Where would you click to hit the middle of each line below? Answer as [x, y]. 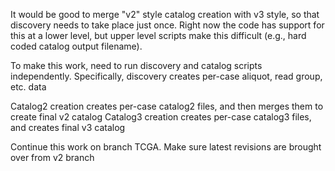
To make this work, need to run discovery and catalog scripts [136, 65]
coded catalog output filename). [76, 46]
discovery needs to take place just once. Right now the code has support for [167, 25]
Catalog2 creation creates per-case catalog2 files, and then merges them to [167, 106]
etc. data [28, 87]
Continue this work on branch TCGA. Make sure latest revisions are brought [166, 147]
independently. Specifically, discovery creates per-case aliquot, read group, [166, 76]
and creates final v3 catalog [68, 127]
